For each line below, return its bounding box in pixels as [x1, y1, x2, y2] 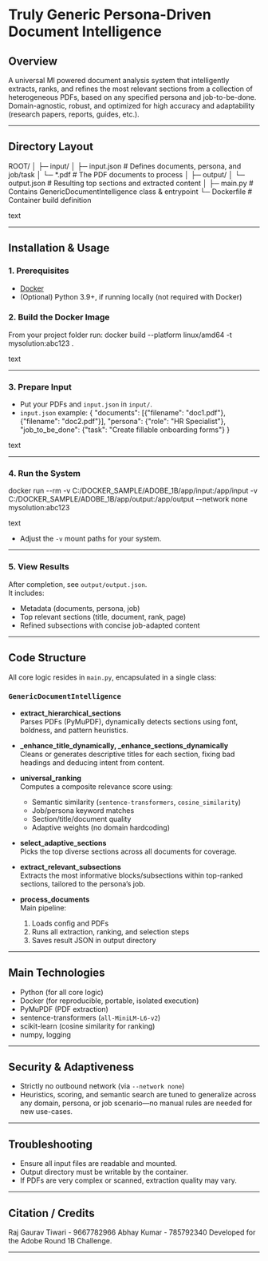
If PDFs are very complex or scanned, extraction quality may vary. [19, 1176, 238, 1185]
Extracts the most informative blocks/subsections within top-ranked [19, 870, 243, 880]
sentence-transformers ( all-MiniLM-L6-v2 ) [19, 1013, 161, 1022]
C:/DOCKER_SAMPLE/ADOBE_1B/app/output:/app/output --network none [8, 494, 249, 504]
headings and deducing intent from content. [19, 757, 165, 767]
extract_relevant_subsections [19, 862, 121, 871]
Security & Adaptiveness [8, 1061, 134, 1073]
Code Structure [8, 651, 86, 664]
